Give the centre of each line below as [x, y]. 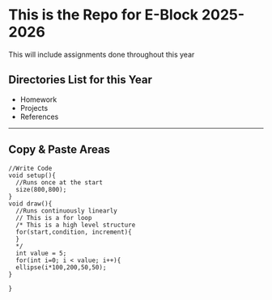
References [39, 116]
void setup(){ [32, 175]
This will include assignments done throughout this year [102, 54]
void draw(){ [30, 204]
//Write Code [30, 168]
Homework [38, 99]
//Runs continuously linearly [66, 211]
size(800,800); [41, 189]
